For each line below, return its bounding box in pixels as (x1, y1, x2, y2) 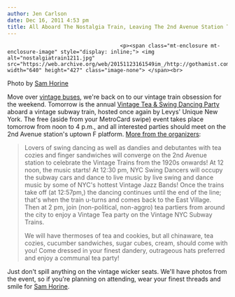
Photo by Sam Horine (7, 79, 69, 88)
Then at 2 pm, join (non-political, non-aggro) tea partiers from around (24, 203, 225, 212)
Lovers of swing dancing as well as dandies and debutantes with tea (24, 144, 222, 152)
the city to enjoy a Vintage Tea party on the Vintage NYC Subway (24, 211, 213, 219)
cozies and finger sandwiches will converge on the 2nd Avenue (24, 151, 208, 160)
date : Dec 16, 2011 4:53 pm (7, 17, 90, 24)
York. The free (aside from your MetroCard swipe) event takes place (7, 115, 204, 123)
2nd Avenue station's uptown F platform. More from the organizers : (7, 130, 201, 139)
